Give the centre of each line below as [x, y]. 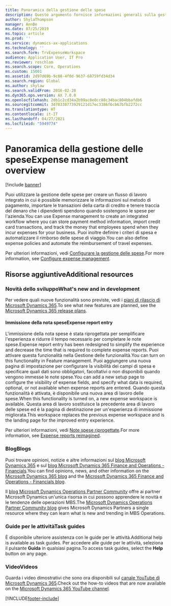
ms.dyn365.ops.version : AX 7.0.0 [41, 95]
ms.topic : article [25, 34]
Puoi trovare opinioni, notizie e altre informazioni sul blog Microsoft [76, 460]
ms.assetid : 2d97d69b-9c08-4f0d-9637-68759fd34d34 [60, 76]
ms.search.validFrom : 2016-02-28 [41, 90]
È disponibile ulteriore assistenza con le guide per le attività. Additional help [84, 537]
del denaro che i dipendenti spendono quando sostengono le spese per [80, 211]
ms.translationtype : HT [31, 109]
